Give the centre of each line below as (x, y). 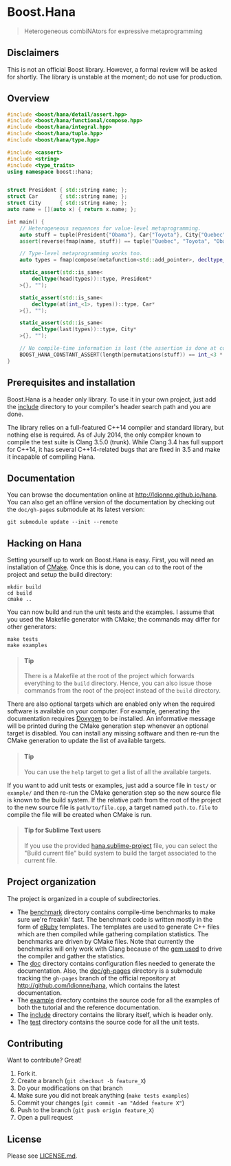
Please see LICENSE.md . (42, 1156)
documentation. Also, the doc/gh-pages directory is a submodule (110, 971)
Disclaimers (33, 53)
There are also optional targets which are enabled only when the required (111, 704)
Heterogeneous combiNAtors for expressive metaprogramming (113, 31)
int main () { (26, 221)
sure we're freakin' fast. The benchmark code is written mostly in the (115, 919)
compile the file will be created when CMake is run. (80, 814)
